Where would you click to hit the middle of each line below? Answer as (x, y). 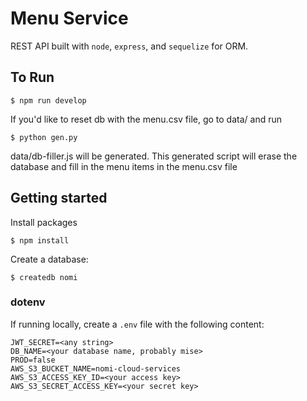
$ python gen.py (44, 137)
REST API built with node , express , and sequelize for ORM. (129, 46)
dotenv (28, 302)
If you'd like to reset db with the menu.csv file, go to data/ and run (146, 119)
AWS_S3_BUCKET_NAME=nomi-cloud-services (96, 368)
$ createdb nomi (44, 277)
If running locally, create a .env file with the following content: (137, 324)
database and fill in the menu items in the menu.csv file (124, 166)
